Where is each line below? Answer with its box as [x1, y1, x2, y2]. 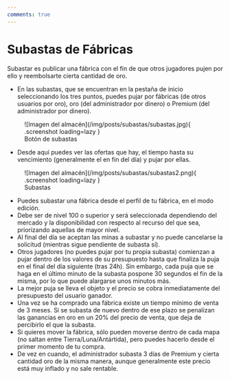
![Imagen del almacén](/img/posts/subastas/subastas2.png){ [24, 168, 197, 176]
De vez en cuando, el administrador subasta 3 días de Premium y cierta [16, 349, 220, 358]
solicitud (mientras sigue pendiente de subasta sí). [16, 240, 160, 249]
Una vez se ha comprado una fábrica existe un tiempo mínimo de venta [16, 299, 219, 307]
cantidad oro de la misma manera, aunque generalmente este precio [16, 357, 211, 365]
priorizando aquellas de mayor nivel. [16, 225, 120, 233]
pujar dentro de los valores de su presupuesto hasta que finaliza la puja [16, 255, 220, 263]
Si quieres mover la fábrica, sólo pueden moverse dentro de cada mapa [16, 328, 220, 336]
